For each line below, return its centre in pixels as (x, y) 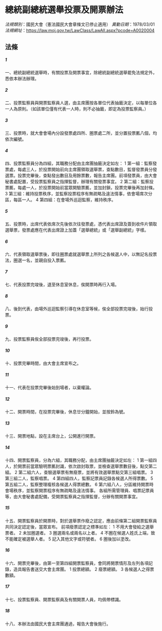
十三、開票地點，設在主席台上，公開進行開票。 (51, 436)
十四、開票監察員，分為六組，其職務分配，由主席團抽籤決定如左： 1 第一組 (79, 460)
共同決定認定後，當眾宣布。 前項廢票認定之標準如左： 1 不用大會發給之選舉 (80, 527)
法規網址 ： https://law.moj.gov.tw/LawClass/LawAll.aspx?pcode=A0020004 (80, 30)
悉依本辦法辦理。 (22, 79)
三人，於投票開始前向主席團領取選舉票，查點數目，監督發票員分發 (91, 170)
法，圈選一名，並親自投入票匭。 (37, 260)
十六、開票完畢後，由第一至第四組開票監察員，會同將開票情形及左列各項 (77, 563)
